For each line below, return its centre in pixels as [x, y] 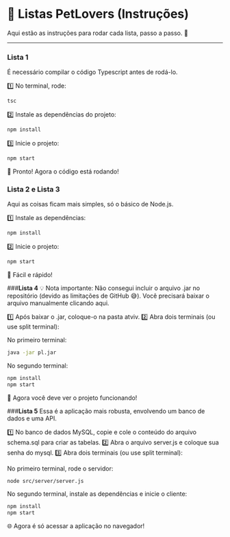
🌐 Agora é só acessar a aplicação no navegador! [76, 526]
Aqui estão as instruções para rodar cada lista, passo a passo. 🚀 [98, 33]
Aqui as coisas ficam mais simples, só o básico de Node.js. [90, 204]
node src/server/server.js [46, 481]
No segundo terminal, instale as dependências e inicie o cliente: [97, 494]
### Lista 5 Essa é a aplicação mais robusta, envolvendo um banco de [106, 411]
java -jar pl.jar [32, 353]
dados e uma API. [32, 418]
